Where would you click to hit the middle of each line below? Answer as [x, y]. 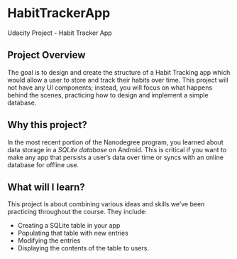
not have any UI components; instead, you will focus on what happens [110, 88]
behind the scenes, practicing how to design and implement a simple [108, 95]
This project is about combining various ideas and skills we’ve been [106, 204]
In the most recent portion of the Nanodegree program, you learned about [115, 142]
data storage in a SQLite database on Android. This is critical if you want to [117, 149]
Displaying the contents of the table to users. [83, 248]
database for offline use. [43, 164]
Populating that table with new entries [73, 233]
